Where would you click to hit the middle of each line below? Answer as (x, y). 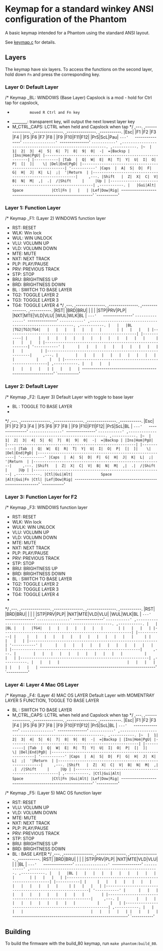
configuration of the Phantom (66, 19)
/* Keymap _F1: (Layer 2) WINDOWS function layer (55, 218)
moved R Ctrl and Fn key (55, 113)
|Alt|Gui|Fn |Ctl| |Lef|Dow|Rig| (39, 479)
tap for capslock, (22, 103)
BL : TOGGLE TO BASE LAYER (42, 406)
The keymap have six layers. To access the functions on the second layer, (79, 69)
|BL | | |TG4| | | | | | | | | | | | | (78, 628)
